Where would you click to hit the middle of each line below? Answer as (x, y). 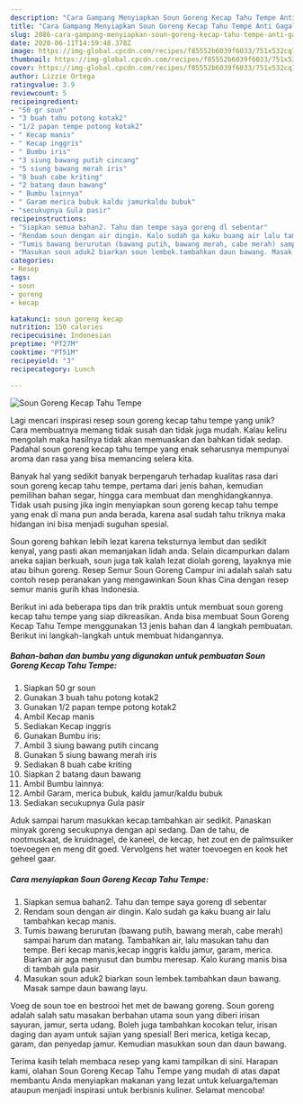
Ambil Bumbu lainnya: (63, 784)
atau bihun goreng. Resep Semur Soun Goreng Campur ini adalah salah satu (151, 570)
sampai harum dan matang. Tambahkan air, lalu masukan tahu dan (146, 940)
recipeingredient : (45, 101)
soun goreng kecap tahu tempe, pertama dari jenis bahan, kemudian (137, 485)
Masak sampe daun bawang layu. (85, 989)
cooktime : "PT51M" (45, 352)
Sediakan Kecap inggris (67, 726)
